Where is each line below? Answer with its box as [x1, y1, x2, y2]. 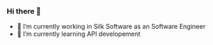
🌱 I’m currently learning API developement [16, 30, 141, 38]
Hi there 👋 [6, 6, 42, 16]
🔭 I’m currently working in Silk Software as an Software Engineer [16, 22, 206, 31]
